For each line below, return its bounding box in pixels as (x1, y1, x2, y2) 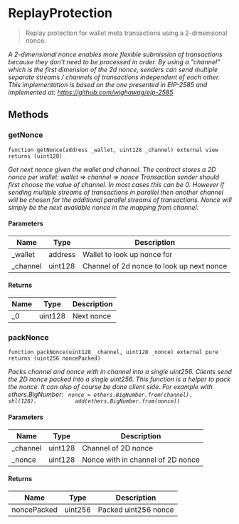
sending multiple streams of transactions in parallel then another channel (8, 188, 223, 196)
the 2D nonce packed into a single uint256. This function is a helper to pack (8, 375, 231, 383)
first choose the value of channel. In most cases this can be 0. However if (8, 180, 225, 188)
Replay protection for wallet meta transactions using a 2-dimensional (25, 29, 228, 37)
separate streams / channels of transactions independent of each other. (8, 73, 221, 81)
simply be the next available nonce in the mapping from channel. (8, 203, 199, 211)
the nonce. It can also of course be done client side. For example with (8, 383, 213, 391)
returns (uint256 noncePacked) (8, 355, 101, 362)
